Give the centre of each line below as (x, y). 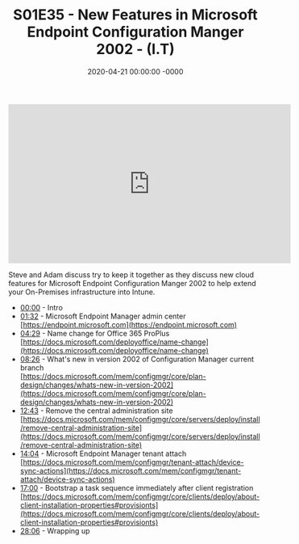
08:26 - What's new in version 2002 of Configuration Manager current (137, 359)
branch (32, 367)
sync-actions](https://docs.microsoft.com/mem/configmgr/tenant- (131, 470)
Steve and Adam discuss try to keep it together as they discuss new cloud (131, 274)
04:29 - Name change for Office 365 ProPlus (95, 333)
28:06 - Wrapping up (55, 530)
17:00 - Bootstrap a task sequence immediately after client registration (137, 487)
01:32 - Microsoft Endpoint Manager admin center (103, 316)
